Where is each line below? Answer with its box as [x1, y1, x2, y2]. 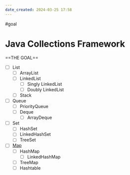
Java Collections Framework [5, 38, 126, 50]
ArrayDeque [27, 115, 52, 120]
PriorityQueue [19, 104, 49, 109]
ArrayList [19, 70, 39, 76]
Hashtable [19, 165, 41, 171]
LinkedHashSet [19, 131, 51, 137]
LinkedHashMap [27, 154, 61, 160]
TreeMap [19, 159, 39, 165]
